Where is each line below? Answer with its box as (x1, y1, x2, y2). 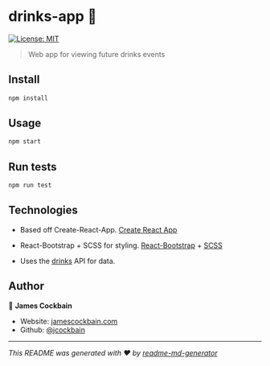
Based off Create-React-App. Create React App (19, 224, 178, 234)
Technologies (8, 204, 79, 217)
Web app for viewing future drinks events (27, 49, 166, 59)
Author (8, 279, 44, 293)
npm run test (8, 181, 52, 190)
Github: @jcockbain (19, 325, 86, 335)
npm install (8, 94, 48, 102)
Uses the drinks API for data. (19, 256, 116, 265)
